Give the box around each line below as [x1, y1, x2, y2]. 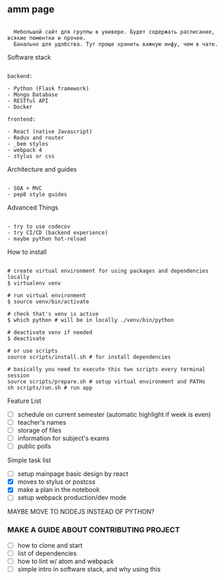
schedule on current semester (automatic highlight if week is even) [17, 410, 211, 418]
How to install [7, 247, 47, 256]
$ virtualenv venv [7, 279, 61, 287]
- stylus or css [7, 153, 55, 160]
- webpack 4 [7, 146, 42, 153]
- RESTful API [7, 97, 49, 104]
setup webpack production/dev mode [17, 494, 127, 502]
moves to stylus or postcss [17, 477, 96, 486]
